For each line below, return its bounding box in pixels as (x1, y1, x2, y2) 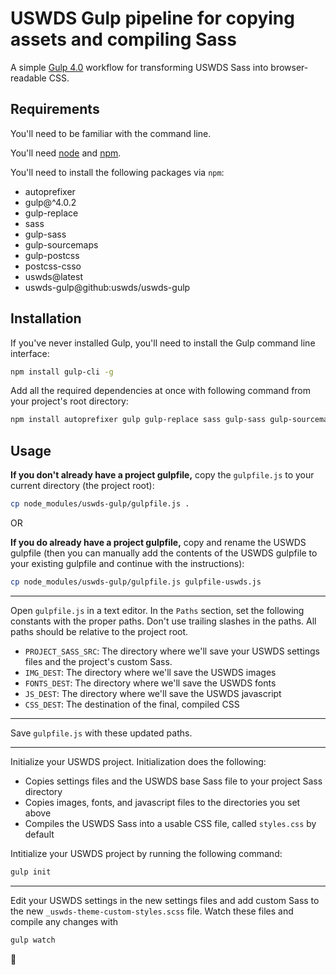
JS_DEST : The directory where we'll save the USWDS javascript (24, 687, 282, 699)
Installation (10, 310, 82, 327)
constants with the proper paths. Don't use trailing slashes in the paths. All (10, 615, 317, 627)
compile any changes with (10, 915, 119, 927)
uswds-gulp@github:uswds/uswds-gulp (24, 281, 191, 293)
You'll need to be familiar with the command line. (10, 127, 212, 139)
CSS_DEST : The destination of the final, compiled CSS (24, 698, 240, 710)
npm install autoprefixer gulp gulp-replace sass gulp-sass (10, 415, 267, 425)
